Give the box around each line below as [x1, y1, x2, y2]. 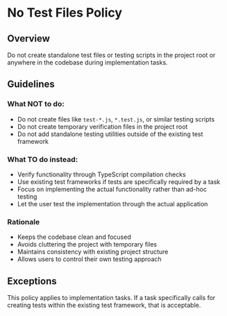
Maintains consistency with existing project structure [17, 248, 169, 256]
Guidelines [7, 78, 55, 90]
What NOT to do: [7, 99, 65, 109]
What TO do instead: [7, 154, 78, 164]
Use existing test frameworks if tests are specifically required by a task [17, 177, 221, 185]
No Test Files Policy [7, 5, 123, 21]
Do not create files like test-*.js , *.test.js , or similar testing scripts [17, 115, 215, 123]
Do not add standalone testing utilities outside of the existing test [17, 130, 203, 138]
